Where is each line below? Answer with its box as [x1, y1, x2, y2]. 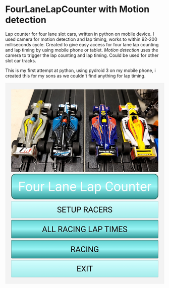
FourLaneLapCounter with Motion [5, 4, 150, 15]
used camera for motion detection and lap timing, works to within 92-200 [5, 36, 157, 42]
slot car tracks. [5, 57, 36, 63]
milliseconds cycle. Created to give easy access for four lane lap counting [5, 41, 159, 47]
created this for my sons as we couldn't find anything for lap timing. [5, 73, 146, 79]
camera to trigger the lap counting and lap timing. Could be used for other [5, 52, 159, 58]
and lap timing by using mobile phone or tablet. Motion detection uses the [5, 47, 158, 53]
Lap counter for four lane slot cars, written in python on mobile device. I [5, 31, 154, 37]
